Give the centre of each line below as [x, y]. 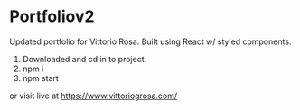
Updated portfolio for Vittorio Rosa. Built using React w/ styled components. [150, 41]
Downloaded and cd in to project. [84, 59]
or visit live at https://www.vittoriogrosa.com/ [94, 96]
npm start [40, 78]
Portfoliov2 [52, 17]
